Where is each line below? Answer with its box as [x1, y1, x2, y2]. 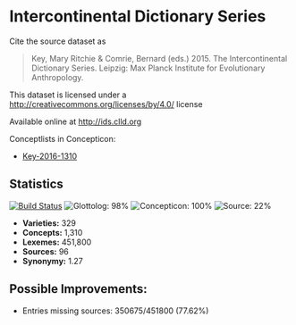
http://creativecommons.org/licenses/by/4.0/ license [9, 98, 203, 109]
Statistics [9, 177, 64, 192]
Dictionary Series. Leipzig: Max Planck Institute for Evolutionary [30, 62, 266, 73]
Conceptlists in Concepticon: [9, 133, 116, 144]
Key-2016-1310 [21, 150, 78, 162]
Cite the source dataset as [9, 36, 106, 46]
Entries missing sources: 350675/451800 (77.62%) [21, 305, 209, 316]
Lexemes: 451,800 [21, 237, 92, 247]
